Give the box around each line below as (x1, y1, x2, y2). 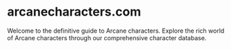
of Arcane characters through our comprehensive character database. (7, 33, 207, 42)
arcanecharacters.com (7, 4, 141, 20)
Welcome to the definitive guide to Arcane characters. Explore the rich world (7, 27, 225, 35)
